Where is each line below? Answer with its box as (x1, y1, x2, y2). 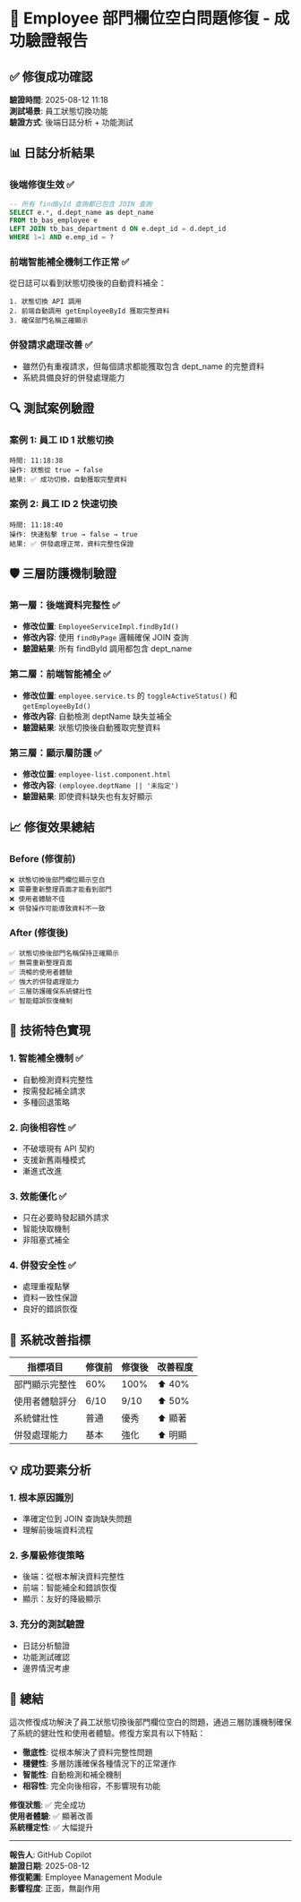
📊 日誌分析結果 (9, 145, 96, 161)
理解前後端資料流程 (21, 1524, 94, 1535)
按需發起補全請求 (21, 1085, 86, 1096)
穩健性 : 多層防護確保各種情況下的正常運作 (21, 1758, 176, 1769)
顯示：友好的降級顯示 (21, 1594, 101, 1605)
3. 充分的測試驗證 (9, 1618, 85, 1631)
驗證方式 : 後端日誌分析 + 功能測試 (9, 117, 134, 127)
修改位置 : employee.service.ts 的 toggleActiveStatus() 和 (21, 690, 237, 701)
